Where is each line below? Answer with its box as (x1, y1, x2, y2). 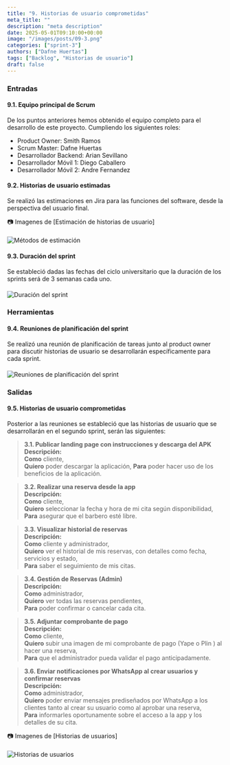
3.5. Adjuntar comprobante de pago (23, 617, 128, 625)
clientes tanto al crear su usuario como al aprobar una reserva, (23, 703, 202, 711)
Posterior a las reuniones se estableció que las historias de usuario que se (7, 419, 218, 427)
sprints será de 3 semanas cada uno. (7, 274, 112, 283)
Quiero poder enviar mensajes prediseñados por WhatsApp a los (23, 696, 208, 704)
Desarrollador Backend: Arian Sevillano (16, 151, 128, 159)
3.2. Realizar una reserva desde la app (23, 482, 136, 491)
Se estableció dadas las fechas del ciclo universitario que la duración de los (7, 267, 222, 275)
